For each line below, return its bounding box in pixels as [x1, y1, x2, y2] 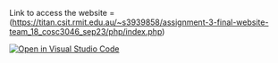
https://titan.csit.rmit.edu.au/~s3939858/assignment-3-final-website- [12, 17, 269, 28]
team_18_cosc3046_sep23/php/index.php [9, 27, 163, 36]
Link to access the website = [9, 8, 115, 18]
